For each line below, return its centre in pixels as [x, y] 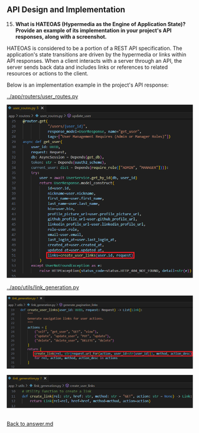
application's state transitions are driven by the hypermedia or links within [97, 54]
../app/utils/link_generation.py [43, 287]
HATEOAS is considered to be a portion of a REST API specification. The [94, 48]
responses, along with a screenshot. [61, 36]
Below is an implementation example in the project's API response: [88, 85]
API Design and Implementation [66, 10]
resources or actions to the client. [48, 73]
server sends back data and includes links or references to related [87, 67]
